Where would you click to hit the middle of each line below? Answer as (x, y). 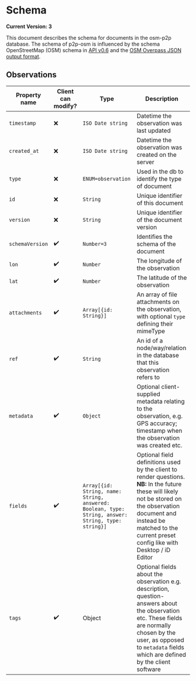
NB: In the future (159, 484)
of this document (160, 203)
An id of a (150, 340)
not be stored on (159, 498)
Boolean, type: (104, 509)
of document (154, 186)
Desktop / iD (154, 550)
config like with (157, 542)
